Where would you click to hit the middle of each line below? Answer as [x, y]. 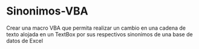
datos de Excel [25, 41]
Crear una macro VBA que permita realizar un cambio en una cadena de [96, 28]
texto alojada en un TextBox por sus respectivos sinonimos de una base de [99, 34]
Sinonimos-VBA [47, 11]
